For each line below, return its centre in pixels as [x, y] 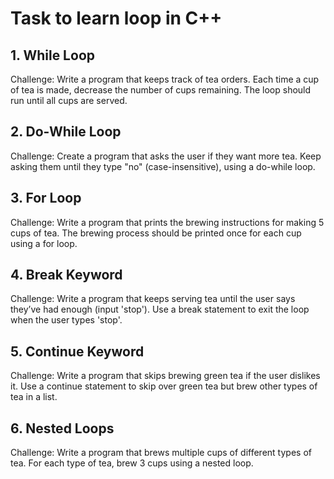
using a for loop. [44, 243]
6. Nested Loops [62, 428]
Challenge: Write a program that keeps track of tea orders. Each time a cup [165, 79]
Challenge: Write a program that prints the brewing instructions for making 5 [167, 222]
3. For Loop [46, 198]
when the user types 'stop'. [66, 320]
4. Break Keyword [66, 275]
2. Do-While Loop [66, 132]
